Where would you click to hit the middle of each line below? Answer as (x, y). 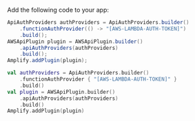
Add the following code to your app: (58, 10)
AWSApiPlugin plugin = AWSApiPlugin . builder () (75, 41)
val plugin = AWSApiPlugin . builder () (61, 92)
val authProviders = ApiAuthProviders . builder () (78, 73)
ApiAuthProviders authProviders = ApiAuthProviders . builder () (98, 23)
